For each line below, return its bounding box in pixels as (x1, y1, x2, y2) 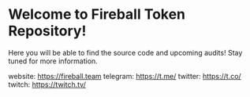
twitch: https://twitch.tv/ (8, 80, 87, 89)
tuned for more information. (8, 56, 99, 66)
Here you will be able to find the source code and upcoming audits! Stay (8, 48, 243, 57)
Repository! (8, 22, 87, 40)
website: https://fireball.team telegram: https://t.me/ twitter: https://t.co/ (8, 71, 242, 81)
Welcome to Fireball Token (8, 5, 186, 23)
